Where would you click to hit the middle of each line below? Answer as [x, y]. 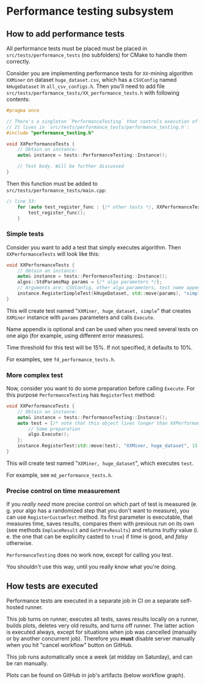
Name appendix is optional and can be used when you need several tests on [102, 329]
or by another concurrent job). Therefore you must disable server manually [101, 639]
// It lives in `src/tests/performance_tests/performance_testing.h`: [98, 127]
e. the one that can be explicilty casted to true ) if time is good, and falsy [97, 537]
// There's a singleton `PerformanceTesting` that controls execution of [102, 121]
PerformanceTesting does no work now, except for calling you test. [89, 555]
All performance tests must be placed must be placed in [77, 48]
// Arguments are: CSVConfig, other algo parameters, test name [101, 288]
